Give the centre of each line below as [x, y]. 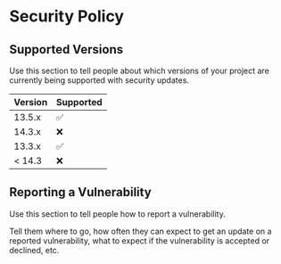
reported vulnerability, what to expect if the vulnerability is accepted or [140, 240]
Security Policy [67, 16]
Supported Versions [66, 49]
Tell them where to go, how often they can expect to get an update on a [140, 231]
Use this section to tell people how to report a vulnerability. [117, 214]
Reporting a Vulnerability [80, 192]
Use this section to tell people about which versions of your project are [139, 70]
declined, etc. [34, 250]
